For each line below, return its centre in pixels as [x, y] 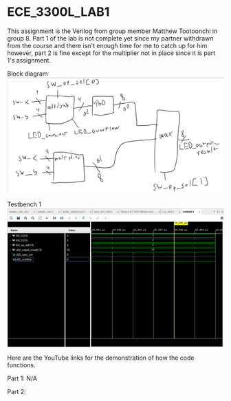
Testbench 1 [24, 204]
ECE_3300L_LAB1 [58, 12]
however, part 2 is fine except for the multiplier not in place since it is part [111, 53]
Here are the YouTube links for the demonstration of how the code [101, 358]
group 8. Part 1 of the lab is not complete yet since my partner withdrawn [110, 38]
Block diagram [27, 74]
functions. [21, 365]
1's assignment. [29, 60]
